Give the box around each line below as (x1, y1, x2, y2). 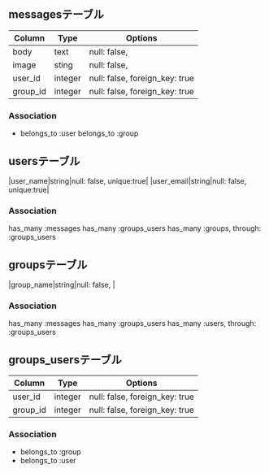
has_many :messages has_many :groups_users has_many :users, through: (8, 319, 257, 328)
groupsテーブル (8, 258, 88, 271)
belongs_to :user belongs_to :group (20, 128, 139, 138)
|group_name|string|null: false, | (8, 280, 115, 290)
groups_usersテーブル (8, 353, 122, 367)
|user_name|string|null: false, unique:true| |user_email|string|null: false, (8, 176, 247, 185)
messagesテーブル (8, 7, 104, 22)
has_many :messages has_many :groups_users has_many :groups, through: (8, 223, 262, 233)
